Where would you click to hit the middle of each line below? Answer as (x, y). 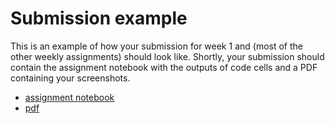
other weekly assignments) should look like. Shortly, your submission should (167, 56)
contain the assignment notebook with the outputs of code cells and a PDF (164, 67)
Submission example (99, 18)
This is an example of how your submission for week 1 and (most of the (156, 46)
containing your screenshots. (70, 78)
